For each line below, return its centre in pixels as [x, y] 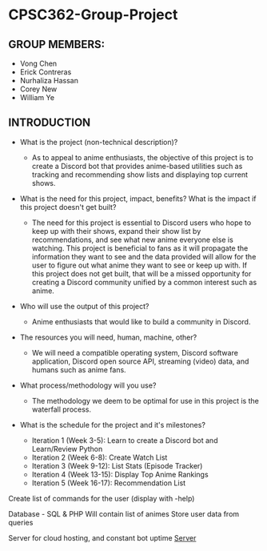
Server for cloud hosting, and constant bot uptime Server [102, 537]
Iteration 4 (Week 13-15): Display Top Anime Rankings [120, 474]
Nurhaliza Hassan [49, 80]
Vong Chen [38, 63]
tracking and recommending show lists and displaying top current [140, 175]
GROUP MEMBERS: [57, 44]
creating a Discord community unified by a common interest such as [144, 282]
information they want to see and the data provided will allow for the [144, 256]
